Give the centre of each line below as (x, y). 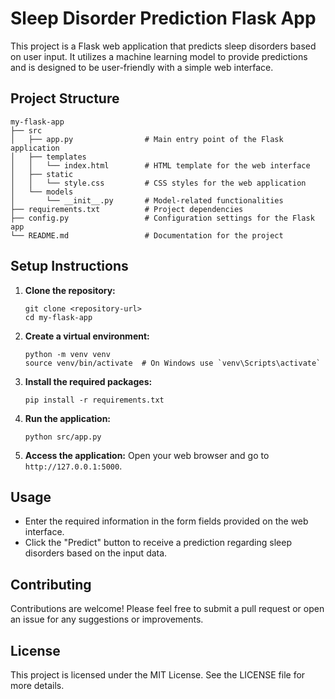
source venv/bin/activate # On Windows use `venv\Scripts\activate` (173, 363)
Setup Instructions (69, 266)
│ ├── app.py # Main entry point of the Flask (147, 139)
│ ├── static (42, 174)
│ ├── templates (48, 157)
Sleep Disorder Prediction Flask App (163, 18)
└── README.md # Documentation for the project (147, 235)
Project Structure (65, 98)
